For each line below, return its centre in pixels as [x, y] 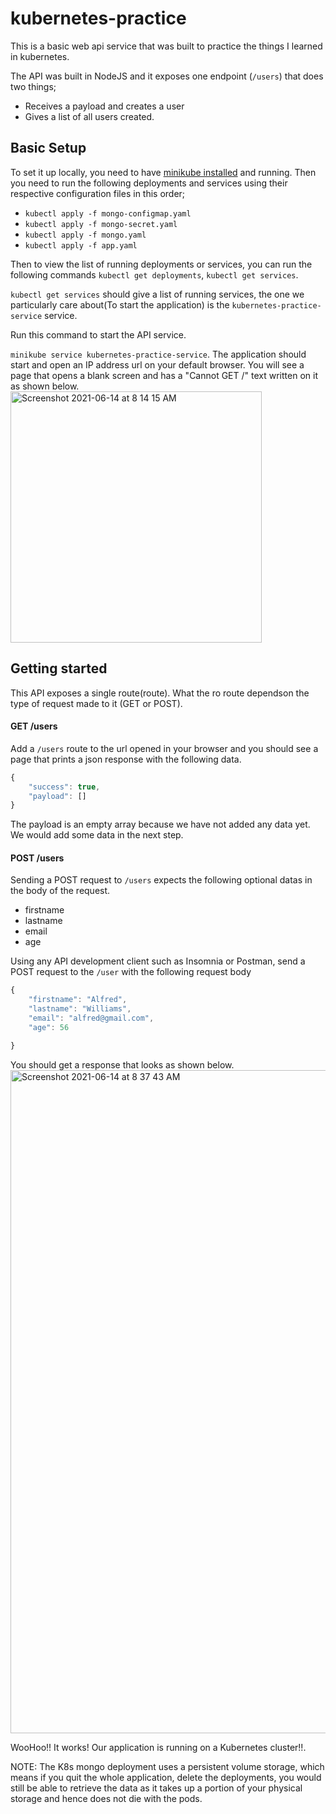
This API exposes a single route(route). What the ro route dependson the [160, 693]
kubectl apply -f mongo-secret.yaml [101, 224]
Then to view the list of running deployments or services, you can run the [161, 264]
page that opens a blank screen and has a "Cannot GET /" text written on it [164, 375]
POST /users [37, 858]
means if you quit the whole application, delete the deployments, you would [166, 1777]
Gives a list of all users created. [89, 116]
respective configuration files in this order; [98, 193]
